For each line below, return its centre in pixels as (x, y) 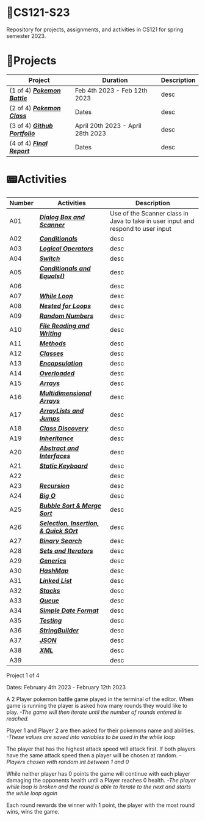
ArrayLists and (62, 411)
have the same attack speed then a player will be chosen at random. (92, 755)
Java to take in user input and (152, 221)
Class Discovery (64, 428)
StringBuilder (59, 630)
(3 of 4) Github (31, 126)
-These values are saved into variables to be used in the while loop (91, 737)
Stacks (50, 590)
